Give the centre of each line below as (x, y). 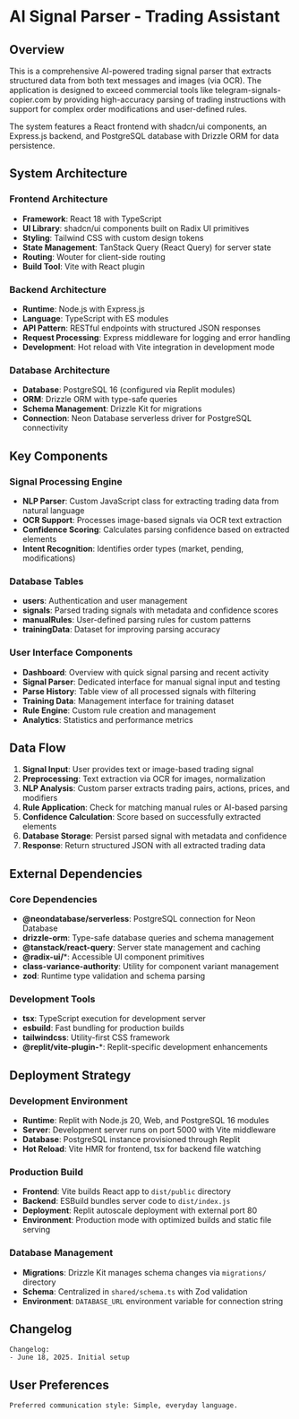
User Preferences (59, 1385)
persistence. (32, 146)
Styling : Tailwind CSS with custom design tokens (113, 237)
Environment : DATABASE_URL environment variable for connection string (153, 1301)
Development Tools (52, 999)
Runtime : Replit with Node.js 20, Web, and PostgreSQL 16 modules (145, 1121)
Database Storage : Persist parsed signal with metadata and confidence (154, 836)
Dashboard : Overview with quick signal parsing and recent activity (145, 672)
